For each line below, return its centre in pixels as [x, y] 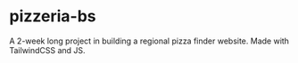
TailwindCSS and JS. [48, 50]
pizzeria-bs [53, 16]
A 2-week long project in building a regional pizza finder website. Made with [149, 41]
